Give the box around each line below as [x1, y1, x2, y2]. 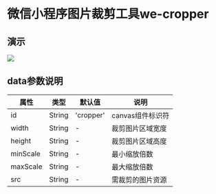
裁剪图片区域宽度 [111, 123, 167, 133]
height [10, 136, 32, 145]
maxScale [10, 162, 43, 171]
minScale [10, 149, 41, 158]
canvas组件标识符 [111, 110, 170, 120]
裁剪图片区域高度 [111, 136, 167, 146]
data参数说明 [7, 75, 63, 87]
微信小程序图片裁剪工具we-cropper [7, 6, 209, 22]
